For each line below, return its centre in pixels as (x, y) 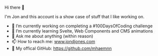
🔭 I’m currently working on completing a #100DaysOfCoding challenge (82, 26)
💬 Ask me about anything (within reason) (52, 36)
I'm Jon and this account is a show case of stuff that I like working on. (74, 17)
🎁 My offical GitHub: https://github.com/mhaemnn (62, 48)
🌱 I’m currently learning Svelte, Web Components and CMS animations (82, 31)
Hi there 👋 (15, 7)
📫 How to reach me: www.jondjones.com (53, 41)
